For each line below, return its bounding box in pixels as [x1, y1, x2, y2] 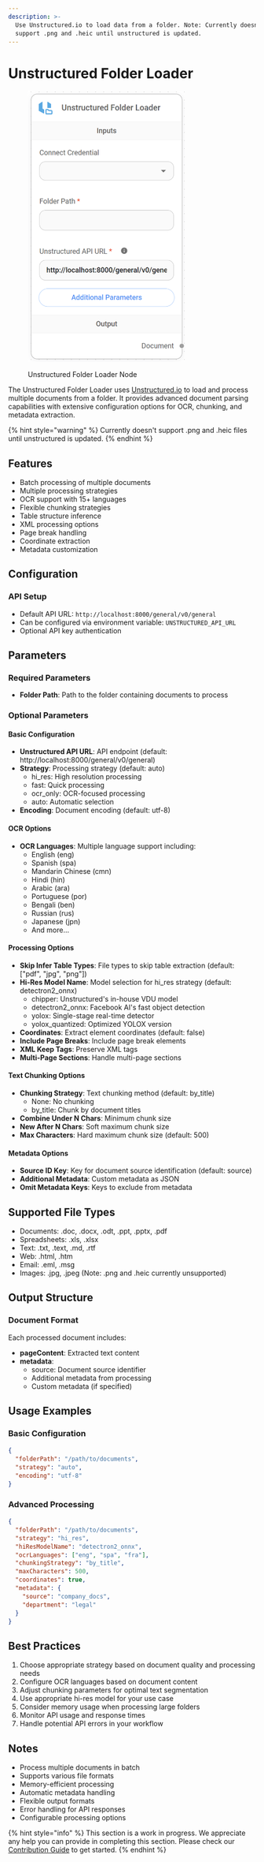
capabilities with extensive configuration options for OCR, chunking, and [8, 402, 242, 412]
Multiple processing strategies [19, 486, 118, 495]
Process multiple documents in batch [19, 1763, 140, 1772]
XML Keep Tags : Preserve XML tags [19, 1044, 138, 1054]
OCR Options [8, 824, 52, 834]
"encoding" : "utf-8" [15, 1472, 82, 1480]
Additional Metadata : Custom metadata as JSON [19, 1174, 179, 1184]
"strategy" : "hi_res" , [15, 1534, 90, 1542]
